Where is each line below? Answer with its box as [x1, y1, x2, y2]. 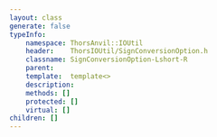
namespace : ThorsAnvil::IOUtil [25, 38, 144, 48]
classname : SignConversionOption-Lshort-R [25, 55, 188, 64]
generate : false [9, 22, 71, 31]
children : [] [9, 114, 59, 123]
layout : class [9, 13, 63, 23]
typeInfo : [9, 30, 47, 39]
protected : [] [25, 96, 79, 106]
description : [25, 80, 75, 89]
